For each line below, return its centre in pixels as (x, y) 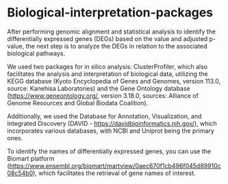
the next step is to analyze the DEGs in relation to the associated (116, 46)
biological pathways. (36, 53)
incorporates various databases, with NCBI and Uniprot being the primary (111, 131)
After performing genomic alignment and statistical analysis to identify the (111, 31)
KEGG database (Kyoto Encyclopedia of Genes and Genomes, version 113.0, (114, 81)
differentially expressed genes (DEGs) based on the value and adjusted (107, 38)
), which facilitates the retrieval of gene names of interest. (115, 173)
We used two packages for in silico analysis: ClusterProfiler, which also (107, 66)
